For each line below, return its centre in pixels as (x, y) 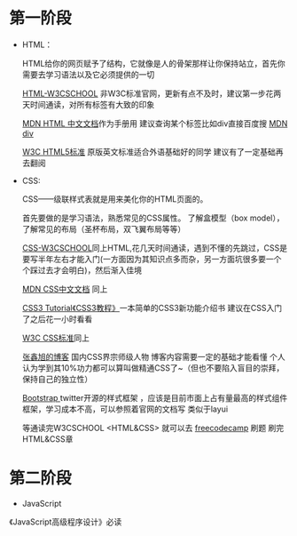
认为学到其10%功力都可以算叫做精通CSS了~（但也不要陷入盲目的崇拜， (153, 368)
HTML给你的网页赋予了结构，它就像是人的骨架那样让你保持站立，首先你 (153, 63)
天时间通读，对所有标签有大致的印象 (88, 104)
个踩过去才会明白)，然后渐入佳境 (82, 270)
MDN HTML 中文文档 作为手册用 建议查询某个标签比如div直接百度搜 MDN (155, 123)
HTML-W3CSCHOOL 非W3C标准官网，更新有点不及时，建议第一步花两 (152, 93)
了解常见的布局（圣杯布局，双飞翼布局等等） (104, 228)
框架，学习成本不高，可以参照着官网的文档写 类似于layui (125, 409)
